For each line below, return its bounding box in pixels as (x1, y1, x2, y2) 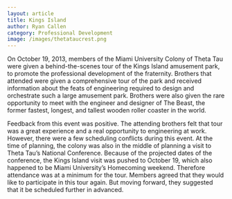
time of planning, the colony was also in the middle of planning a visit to (7, 142, 212, 150)
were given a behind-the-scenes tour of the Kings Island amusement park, (7, 62, 220, 70)
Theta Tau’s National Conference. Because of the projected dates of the (7, 149, 213, 158)
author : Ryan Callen (7, 23, 67, 30)
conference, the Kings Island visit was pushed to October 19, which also (7, 156, 213, 164)
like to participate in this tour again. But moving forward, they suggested (7, 178, 213, 187)
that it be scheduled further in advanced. (7, 186, 124, 194)
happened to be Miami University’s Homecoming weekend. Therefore (7, 164, 206, 172)
